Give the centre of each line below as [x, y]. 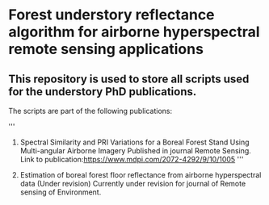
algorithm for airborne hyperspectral [134, 32]
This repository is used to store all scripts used [129, 79]
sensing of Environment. [61, 192]
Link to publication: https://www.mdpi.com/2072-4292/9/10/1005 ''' [132, 159]
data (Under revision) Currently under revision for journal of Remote [133, 184]
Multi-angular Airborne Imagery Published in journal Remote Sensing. [136, 151]
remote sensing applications [106, 49]
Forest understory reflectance [112, 15]
